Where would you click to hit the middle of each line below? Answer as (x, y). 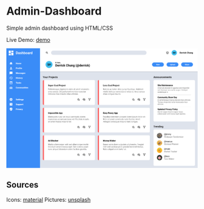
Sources (22, 185)
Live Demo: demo (28, 39)
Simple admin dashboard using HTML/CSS (60, 28)
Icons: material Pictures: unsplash (49, 199)
